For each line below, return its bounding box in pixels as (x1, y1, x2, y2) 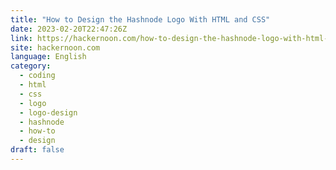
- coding (19, 71, 56, 81)
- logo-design (19, 107, 78, 118)
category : (10, 61, 52, 71)
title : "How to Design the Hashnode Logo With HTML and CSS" (10, 14, 271, 25)
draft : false (10, 145, 65, 155)
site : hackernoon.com (10, 42, 101, 53)
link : (10, 33, 33, 43)
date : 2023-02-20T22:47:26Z (10, 24, 128, 34)
